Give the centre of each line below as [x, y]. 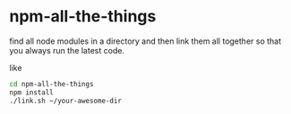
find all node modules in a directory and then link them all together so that [145, 41]
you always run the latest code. [67, 50]
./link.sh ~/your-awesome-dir [66, 101]
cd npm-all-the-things [51, 84]
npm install [31, 92]
